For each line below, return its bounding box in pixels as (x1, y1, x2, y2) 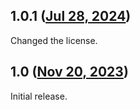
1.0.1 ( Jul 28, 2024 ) (10, 8, 132, 25)
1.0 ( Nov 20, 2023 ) (10, 64, 129, 81)
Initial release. (10, 90, 68, 102)
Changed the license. (10, 34, 98, 46)
